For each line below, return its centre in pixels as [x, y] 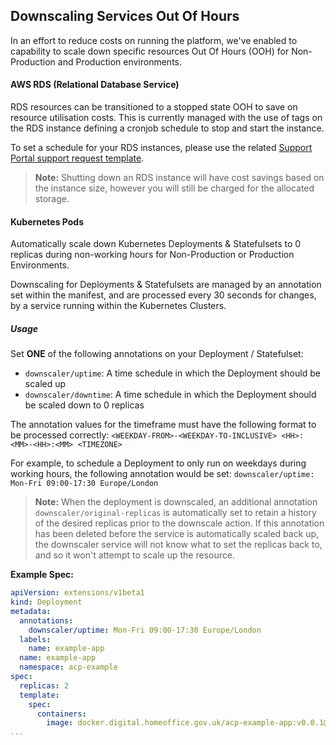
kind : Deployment [46, 602]
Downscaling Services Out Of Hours [125, 16]
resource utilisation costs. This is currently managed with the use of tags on [166, 118]
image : [60, 723]
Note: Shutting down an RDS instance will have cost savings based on [179, 178]
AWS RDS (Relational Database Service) [95, 85]
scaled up [45, 384]
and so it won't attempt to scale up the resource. [134, 555]
